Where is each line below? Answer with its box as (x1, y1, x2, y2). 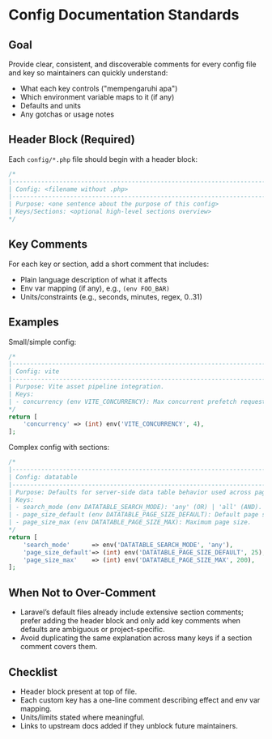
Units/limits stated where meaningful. (19, 712, 145, 722)
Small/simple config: (8, 337, 77, 346)
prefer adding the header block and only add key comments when (19, 616, 241, 626)
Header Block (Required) (8, 133, 135, 147)
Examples (8, 316, 59, 329)
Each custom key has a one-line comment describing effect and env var (19, 694, 261, 705)
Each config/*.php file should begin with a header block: (8, 154, 198, 164)
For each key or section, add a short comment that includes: (8, 259, 209, 269)
